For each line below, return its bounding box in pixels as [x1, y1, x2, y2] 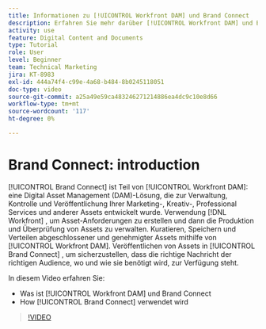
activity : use [8, 26, 55, 34]
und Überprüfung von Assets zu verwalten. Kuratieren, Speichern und [8, 224, 236, 234]
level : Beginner [8, 56, 62, 64]
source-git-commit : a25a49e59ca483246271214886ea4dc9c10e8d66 [8, 93, 218, 101]
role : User [8, 48, 44, 56]
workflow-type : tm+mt [8, 100, 80, 108]
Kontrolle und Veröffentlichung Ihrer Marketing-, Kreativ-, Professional [8, 199, 237, 208]
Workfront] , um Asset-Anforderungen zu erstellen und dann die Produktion [8, 216, 255, 225]
